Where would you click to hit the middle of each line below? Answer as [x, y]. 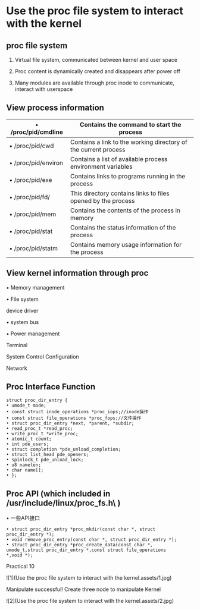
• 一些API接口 [23, 518]
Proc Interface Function [51, 387]
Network [17, 368]
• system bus [23, 322]
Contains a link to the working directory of [129, 142]
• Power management [33, 334]
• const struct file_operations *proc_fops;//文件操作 [74, 418]
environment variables [101, 166]
